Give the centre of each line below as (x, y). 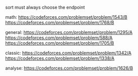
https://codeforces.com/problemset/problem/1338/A (60, 58)
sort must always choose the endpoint (45, 7)
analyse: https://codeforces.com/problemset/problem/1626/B (69, 68)
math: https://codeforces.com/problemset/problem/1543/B (66, 17)
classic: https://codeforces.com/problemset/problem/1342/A (68, 53)
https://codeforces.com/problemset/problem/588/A (59, 38)
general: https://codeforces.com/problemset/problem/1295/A (69, 32)
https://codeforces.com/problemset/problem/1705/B (60, 43)
